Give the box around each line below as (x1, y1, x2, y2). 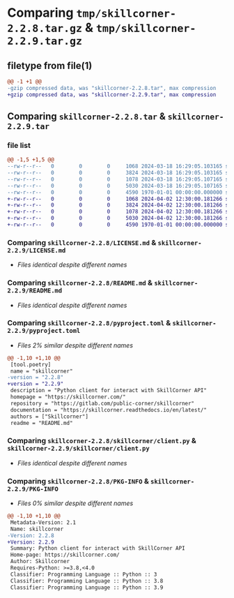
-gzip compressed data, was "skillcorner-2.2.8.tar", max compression (7, 84, 217, 91)
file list (7, 140, 31, 150)
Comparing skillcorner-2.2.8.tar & (7, 110, 166, 123)
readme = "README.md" (10, 419, 73, 426)
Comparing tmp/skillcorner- (7, 5, 176, 21)
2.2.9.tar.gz (7, 35, 82, 48)
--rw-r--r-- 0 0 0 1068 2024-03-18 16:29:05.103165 (7, 163, 223, 170)
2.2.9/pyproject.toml (7, 327, 81, 335)
